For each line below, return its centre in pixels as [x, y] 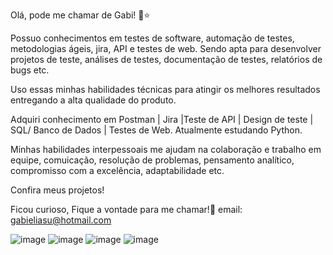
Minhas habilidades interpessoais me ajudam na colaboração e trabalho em [166, 149]
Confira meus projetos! [57, 190]
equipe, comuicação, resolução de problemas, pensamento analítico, [152, 160]
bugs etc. [30, 70]
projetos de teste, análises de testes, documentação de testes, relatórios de [166, 59]
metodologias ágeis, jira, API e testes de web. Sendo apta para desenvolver [166, 48]
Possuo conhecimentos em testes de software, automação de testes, [152, 38]
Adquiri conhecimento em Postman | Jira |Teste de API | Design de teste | [162, 119]
